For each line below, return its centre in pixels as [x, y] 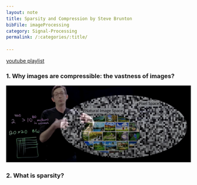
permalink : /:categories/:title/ [47, 37]
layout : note [22, 12]
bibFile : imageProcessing [38, 25]
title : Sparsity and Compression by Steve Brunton [69, 18]
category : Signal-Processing [42, 31]
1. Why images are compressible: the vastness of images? [90, 76]
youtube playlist [26, 61]
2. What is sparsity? [35, 176]
